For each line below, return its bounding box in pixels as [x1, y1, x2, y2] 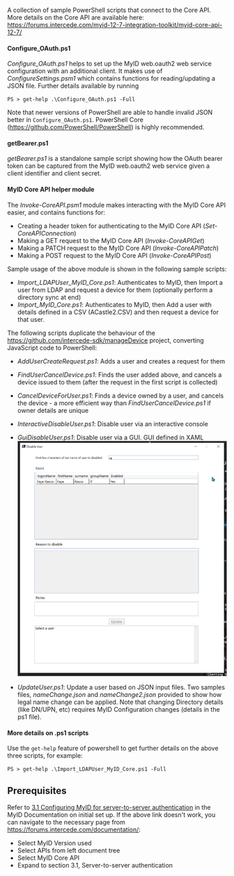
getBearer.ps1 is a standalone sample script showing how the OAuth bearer [7, 155, 223, 163]
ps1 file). [17, 712, 42, 721]
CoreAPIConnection [17, 229, 75, 237]
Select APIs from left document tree [17, 846, 120, 854]
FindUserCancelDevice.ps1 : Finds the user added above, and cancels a [17, 370, 222, 379]
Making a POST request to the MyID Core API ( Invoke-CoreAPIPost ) [17, 251, 212, 260]
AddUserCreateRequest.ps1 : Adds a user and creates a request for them [17, 357, 225, 365]
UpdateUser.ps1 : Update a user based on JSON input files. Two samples [17, 682, 225, 691]
